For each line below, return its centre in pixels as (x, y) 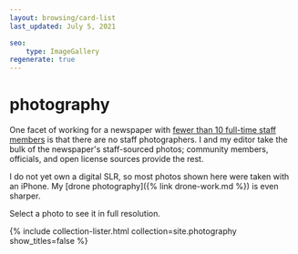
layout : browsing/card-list (63, 18)
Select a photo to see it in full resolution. (85, 214)
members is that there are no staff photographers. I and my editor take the (149, 140)
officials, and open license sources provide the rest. (107, 159)
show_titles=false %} (49, 241)
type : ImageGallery (63, 51)
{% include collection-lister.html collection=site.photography (123, 231)
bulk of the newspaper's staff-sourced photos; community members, (139, 149)
